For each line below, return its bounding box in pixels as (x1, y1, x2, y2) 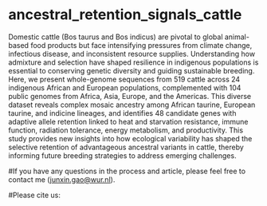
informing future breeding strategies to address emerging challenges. (8, 150, 237, 160)
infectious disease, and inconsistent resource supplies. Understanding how (8, 49, 256, 58)
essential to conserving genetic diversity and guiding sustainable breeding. (8, 65, 255, 75)
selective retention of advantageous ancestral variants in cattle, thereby (8, 142, 245, 152)
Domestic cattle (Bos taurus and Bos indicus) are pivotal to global (8, 32, 223, 42)
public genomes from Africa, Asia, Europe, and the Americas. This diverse (8, 91, 252, 101)
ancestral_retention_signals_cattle (8, 6, 242, 24)
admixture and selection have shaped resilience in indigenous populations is (8, 57, 259, 67)
